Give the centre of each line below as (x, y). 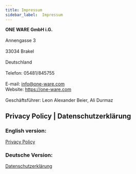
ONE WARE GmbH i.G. (29, 29)
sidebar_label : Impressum (34, 15)
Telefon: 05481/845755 (30, 73)
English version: (26, 130)
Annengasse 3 (21, 40)
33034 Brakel (20, 51)
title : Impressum (24, 10)
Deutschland (19, 62)
